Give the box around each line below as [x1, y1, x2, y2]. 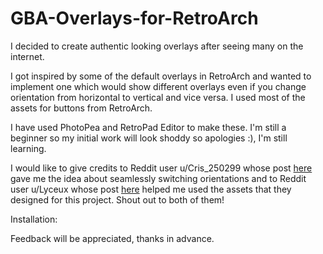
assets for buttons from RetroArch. [10, 102, 153, 114]
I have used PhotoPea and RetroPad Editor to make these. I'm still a [10, 121, 287, 133]
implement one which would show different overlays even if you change [10, 80, 307, 92]
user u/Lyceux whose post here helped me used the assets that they [10, 183, 292, 195]
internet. [10, 50, 45, 62]
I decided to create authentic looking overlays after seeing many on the [10, 40, 304, 52]
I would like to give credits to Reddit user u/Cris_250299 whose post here [10, 162, 313, 174]
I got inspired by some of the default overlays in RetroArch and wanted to [10, 70, 312, 82]
